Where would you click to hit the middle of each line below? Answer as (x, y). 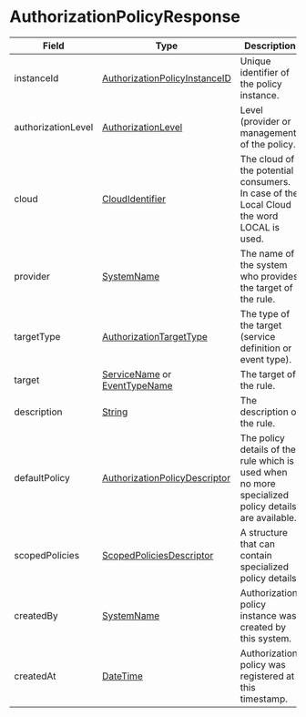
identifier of (265, 72)
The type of (265, 313)
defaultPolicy (42, 477)
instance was (268, 615)
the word (259, 216)
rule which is (267, 460)
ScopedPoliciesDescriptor (158, 555)
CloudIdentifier (134, 199)
